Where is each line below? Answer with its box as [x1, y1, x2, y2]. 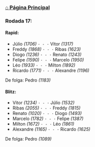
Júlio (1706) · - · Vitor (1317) [12, 41, 73, 47]
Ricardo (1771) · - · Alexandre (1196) [12, 67, 89, 73]
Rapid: [5, 29, 19, 36]
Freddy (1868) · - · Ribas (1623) [12, 46, 81, 52]
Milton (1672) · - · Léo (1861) [12, 121, 74, 127]
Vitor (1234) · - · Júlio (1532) [12, 99, 75, 106]
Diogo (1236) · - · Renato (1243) [12, 51, 81, 57]
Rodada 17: [5, 17, 32, 24]
